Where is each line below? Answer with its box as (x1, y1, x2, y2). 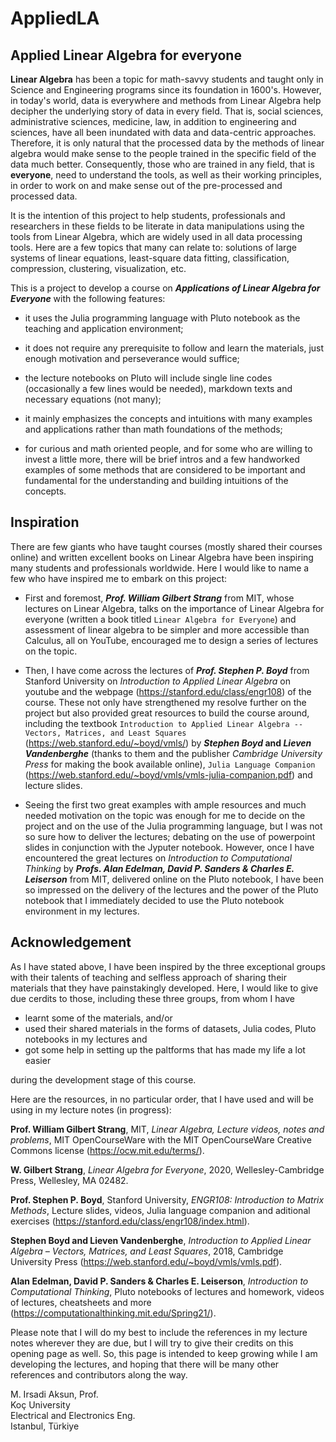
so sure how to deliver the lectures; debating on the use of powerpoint (24, 830, 316, 842)
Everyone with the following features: (10, 293, 166, 304)
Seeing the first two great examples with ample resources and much (24, 798, 307, 811)
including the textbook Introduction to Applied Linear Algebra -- (24, 717, 304, 729)
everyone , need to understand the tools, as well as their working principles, (10, 169, 322, 181)
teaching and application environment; (24, 323, 184, 334)
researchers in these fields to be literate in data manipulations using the (10, 220, 305, 232)
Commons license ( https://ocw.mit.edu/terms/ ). (10, 1144, 205, 1156)
